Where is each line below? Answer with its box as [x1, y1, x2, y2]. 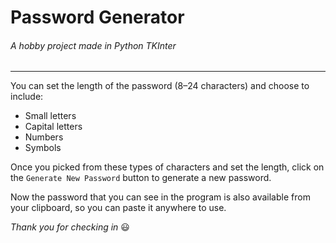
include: [10, 91, 44, 103]
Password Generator [10, 6, 185, 29]
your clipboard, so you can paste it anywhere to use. [10, 202, 227, 214]
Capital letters [24, 121, 83, 133]
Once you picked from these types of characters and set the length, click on [10, 161, 325, 173]
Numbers [24, 131, 64, 143]
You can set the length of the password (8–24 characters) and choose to [10, 80, 310, 92]
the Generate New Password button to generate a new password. [10, 172, 272, 184]
